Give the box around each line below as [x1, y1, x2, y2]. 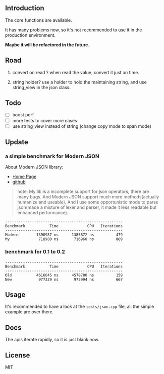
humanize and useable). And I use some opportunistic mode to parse [17, 199, 159, 205]
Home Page [12, 174, 37, 180]
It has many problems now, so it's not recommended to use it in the [5, 27, 142, 33]
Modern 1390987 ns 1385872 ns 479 [5, 232, 123, 238]
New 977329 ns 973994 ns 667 [5, 277, 123, 282]
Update [5, 138, 29, 146]
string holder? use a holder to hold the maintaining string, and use [12, 79, 147, 85]
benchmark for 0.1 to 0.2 [5, 248, 65, 255]
